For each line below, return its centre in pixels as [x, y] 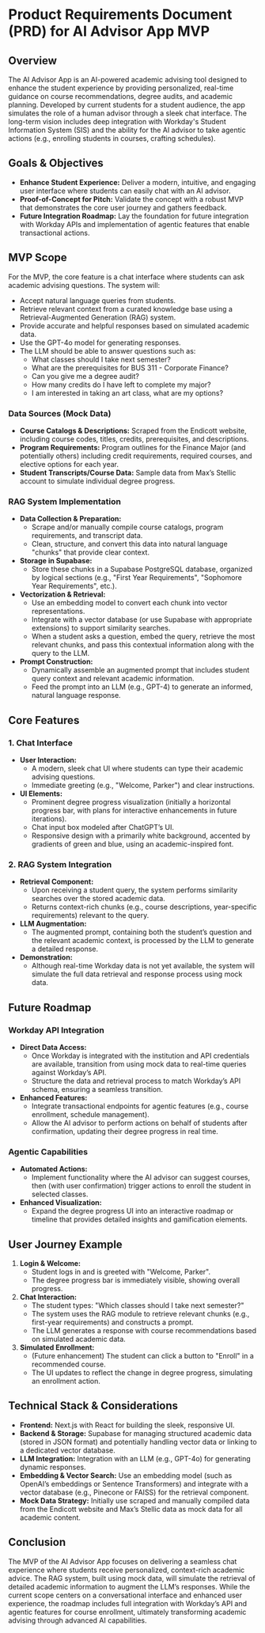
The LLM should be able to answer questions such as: [108, 350]
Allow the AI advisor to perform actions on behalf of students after [139, 1123]
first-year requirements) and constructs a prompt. [112, 1322]
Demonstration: [46, 957]
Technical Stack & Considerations [93, 1406]
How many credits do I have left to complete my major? [121, 385]
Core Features [44, 720]
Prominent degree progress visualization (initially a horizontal [131, 801]
